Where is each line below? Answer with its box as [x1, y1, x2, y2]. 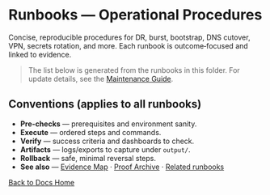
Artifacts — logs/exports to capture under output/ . [19, 144, 192, 155]
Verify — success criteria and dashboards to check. [19, 136, 195, 146]
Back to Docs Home [8, 177, 75, 187]
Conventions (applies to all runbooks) [8, 97, 202, 111]
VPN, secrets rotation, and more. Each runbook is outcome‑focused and [8, 40, 248, 50]
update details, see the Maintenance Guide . [27, 74, 174, 83]
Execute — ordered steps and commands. [19, 127, 162, 137]
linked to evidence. [8, 49, 72, 59]
